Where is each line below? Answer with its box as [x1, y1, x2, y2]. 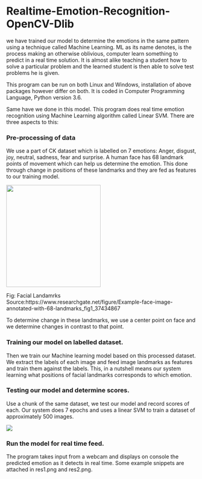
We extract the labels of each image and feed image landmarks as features [6, 358, 193, 365]
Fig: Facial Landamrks [6, 292, 61, 299]
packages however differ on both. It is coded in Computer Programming [6, 87, 185, 94]
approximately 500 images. [6, 412, 74, 420]
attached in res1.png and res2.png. [6, 466, 93, 473]
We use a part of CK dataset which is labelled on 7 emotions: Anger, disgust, [6, 147, 197, 155]
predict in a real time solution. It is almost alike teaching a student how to [6, 56, 187, 64]
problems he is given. [6, 69, 60, 76]
